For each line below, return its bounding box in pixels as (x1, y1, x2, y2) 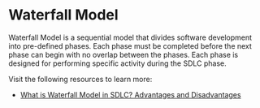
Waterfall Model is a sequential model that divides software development (8, 32, 253, 42)
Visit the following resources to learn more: (8, 74, 153, 84)
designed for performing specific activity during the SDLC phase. (8, 58, 227, 68)
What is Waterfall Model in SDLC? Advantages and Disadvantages (19, 89, 241, 99)
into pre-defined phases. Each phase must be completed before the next (8, 41, 252, 50)
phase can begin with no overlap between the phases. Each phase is (8, 50, 239, 59)
